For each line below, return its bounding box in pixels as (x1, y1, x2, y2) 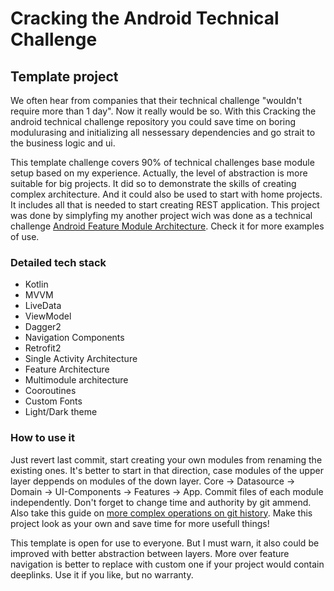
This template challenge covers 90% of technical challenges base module (10, 157, 315, 168)
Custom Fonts (24, 395, 83, 407)
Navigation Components (24, 332, 125, 344)
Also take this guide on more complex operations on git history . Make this (10, 507, 313, 519)
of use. (10, 231, 40, 242)
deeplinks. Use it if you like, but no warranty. (10, 568, 194, 581)
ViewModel (24, 310, 72, 322)
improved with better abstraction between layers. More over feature (10, 547, 290, 559)
